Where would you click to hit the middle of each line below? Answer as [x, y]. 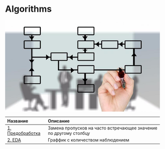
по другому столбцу [69, 133]
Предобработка [24, 133]
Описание [59, 121]
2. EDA [14, 140]
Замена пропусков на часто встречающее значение [103, 128]
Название [18, 121]
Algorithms [28, 9]
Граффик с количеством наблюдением [89, 140]
